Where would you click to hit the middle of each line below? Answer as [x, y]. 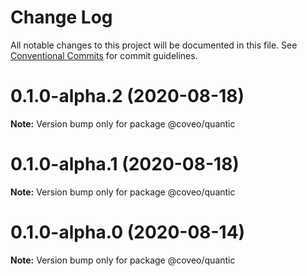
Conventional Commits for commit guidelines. [104, 55]
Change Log [61, 17]
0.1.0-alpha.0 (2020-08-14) [128, 232]
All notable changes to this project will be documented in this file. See [154, 45]
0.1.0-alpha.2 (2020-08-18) [127, 96]
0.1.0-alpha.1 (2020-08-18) [125, 164]
